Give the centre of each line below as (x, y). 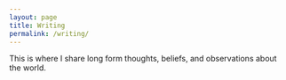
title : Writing (37, 25)
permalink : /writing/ (49, 33)
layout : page (33, 17)
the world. (28, 68)
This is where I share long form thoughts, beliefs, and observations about (143, 59)
